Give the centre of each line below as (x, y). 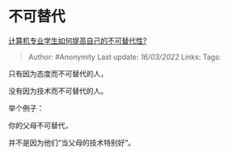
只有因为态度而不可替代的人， (58, 73)
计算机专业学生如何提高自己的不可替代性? (78, 41)
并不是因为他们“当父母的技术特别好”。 (72, 142)
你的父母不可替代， (40, 125)
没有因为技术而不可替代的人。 (58, 91)
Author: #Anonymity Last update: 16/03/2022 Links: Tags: (125, 57)
